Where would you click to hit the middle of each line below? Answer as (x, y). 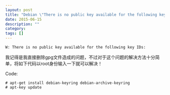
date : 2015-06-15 (24, 19)
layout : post (19, 10)
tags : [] (14, 33)
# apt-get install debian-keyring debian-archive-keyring (68, 83)
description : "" (22, 24)
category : (16, 29)
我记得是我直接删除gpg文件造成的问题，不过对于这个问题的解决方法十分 (80, 57)
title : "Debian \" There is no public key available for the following (81, 15)
